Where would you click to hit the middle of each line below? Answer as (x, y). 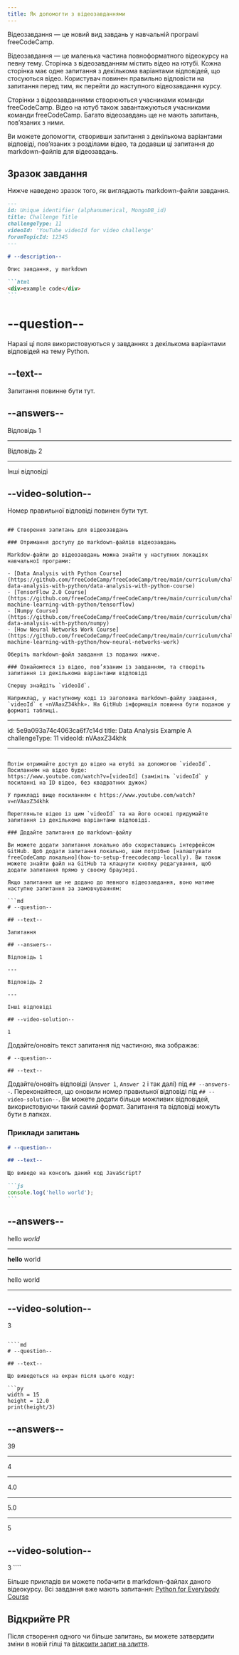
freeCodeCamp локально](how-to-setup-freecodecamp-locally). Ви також (114, 858)
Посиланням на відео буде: (47, 771)
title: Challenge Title (43, 217)
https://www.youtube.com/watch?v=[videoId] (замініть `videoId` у (108, 777)
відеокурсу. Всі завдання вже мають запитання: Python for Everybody (113, 1589)
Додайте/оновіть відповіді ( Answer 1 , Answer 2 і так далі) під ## (101, 1084)
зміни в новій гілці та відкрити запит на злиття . (78, 1644)
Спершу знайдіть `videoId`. (49, 686)
